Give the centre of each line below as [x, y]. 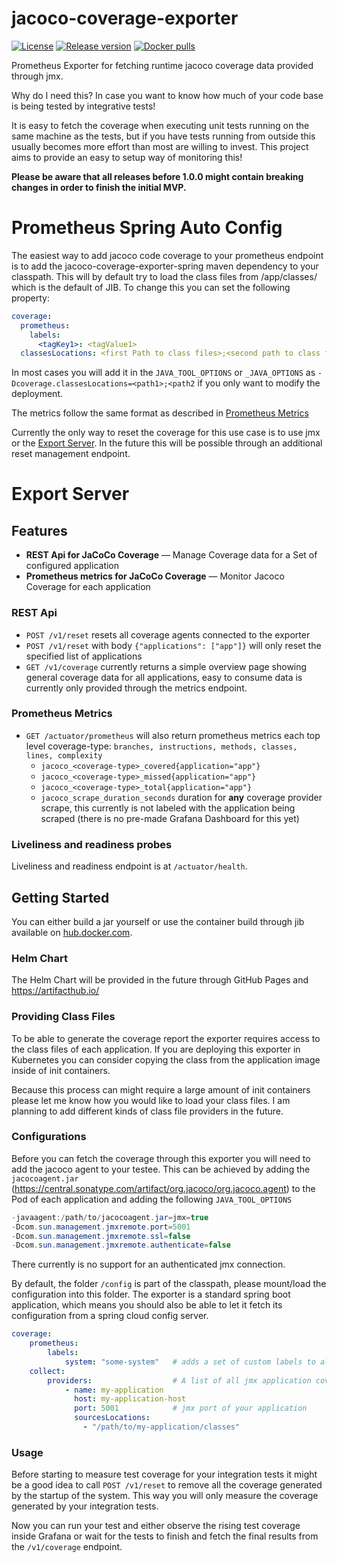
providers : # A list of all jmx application [179, 1380]
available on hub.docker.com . [72, 932]
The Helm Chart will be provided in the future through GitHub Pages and [160, 980]
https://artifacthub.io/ [55, 991]
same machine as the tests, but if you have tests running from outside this [163, 136]
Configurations [49, 1137]
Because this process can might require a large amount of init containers [161, 1089]
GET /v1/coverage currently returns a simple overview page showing [166, 666]
